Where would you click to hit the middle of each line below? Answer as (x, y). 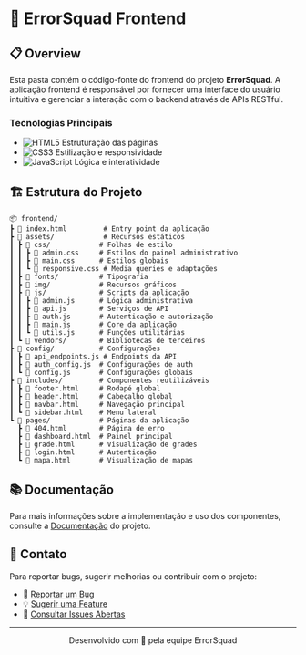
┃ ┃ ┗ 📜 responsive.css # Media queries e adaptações (114, 269)
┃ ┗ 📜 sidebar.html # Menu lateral (83, 413)
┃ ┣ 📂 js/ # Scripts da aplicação (99, 293)
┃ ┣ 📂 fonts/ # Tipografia (79, 277)
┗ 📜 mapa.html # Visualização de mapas (106, 461)
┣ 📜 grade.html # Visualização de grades (107, 445)
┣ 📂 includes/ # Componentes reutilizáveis (109, 381)
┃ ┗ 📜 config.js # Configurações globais (102, 373)
